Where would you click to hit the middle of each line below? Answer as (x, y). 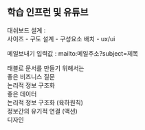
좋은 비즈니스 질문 (31, 76)
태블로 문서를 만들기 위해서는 (46, 68)
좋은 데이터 (22, 94)
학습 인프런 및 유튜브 (48, 12)
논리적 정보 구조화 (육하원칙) (45, 102)
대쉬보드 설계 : (26, 30)
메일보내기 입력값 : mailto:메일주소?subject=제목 (73, 53)
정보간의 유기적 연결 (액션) (42, 111)
